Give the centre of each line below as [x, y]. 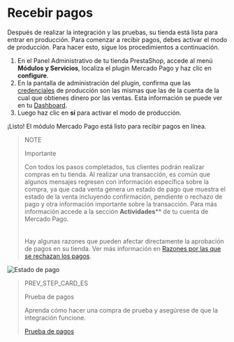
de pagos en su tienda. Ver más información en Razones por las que [123, 248]
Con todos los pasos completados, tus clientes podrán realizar [114, 166]
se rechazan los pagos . [58, 256]
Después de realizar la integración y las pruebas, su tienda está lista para [112, 32]
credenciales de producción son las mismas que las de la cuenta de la [118, 90]
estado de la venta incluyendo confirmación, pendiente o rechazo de [123, 197]
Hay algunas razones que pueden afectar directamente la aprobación [124, 241]
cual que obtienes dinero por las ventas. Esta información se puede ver [120, 98]
